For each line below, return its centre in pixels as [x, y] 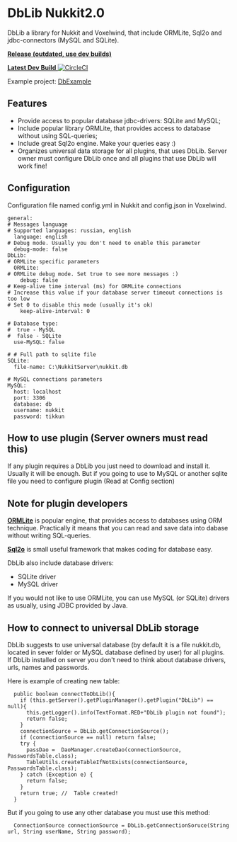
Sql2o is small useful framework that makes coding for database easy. [110, 550]
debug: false [39, 280]
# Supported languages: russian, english [69, 231]
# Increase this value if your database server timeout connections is [115, 292]
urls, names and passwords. [48, 667]
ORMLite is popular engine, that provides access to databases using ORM [115, 520]
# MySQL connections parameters [55, 379]
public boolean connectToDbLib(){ [64, 694]
